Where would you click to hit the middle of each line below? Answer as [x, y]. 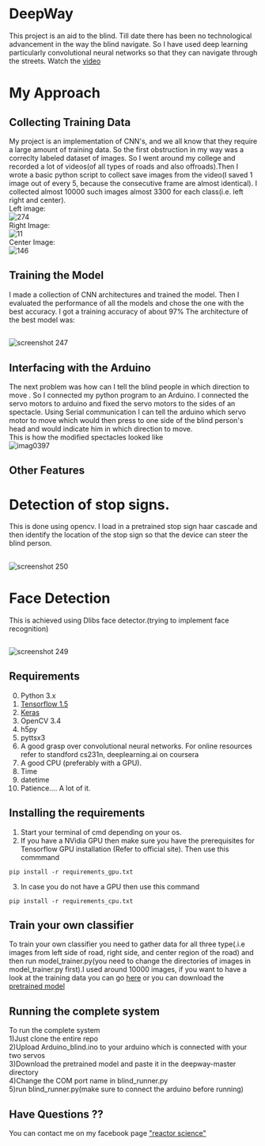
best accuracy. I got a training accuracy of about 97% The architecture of [129, 311]
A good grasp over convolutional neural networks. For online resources [136, 746]
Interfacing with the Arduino [80, 368]
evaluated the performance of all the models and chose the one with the [127, 303]
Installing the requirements [77, 813]
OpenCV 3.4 [41, 721]
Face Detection [60, 598]
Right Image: [30, 225]
